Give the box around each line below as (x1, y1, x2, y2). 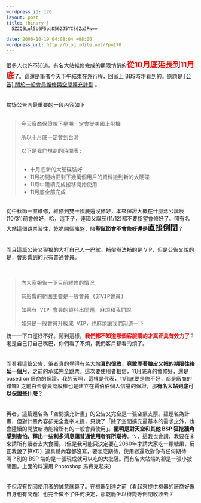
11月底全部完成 (29, 188, 66, 195)
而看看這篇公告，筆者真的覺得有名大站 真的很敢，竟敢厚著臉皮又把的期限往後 (6, 360, 195, 367)
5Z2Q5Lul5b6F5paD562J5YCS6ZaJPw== (11, 25, 98, 32)
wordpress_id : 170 (6, 8, 52, 15)
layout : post (6, 14, 39, 20)
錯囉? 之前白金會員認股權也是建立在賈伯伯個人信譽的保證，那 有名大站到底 (6, 382, 189, 390)
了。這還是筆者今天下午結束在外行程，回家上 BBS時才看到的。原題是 (14, 73, 183, 80)
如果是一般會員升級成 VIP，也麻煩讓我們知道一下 (20, 320, 144, 327)
